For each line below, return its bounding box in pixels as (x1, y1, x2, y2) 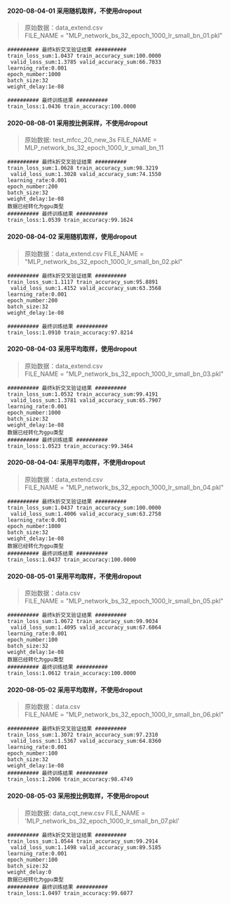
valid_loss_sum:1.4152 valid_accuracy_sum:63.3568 (10, 284, 161, 291)
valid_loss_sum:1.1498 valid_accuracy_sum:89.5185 (10, 843, 161, 851)
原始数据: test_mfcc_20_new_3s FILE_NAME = (24, 136, 158, 144)
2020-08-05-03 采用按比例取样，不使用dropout (7, 792, 149, 801)
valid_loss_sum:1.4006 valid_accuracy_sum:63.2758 (10, 510, 161, 517)
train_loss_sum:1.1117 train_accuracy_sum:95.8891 (7, 278, 158, 285)
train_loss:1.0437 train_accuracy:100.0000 (7, 556, 137, 563)
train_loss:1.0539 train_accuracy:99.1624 (7, 217, 133, 224)
